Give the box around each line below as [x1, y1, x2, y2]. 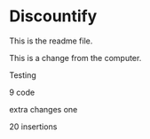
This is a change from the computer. [9, 52, 142, 63]
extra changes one [9, 104, 78, 114]
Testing [9, 69, 37, 81]
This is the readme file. [9, 35, 93, 46]
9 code [9, 87, 36, 97]
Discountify [9, 6, 98, 27]
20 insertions [9, 121, 58, 132]
